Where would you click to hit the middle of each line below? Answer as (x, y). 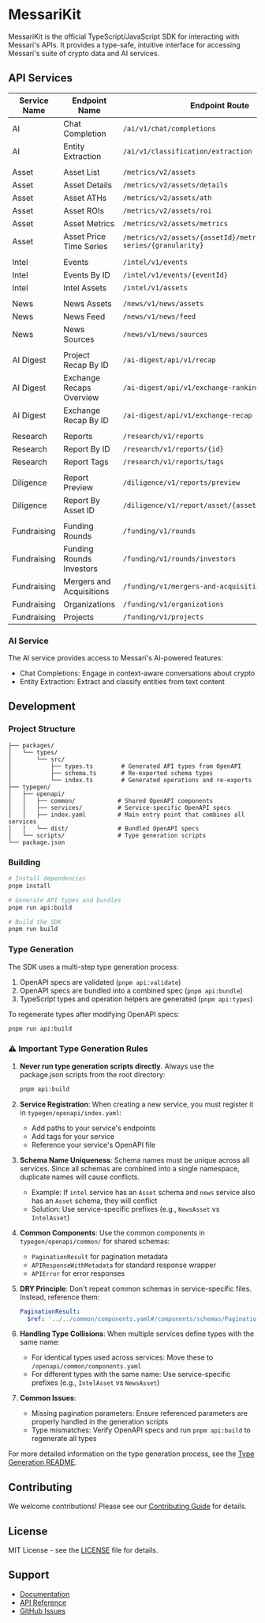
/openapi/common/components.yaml (86, 1367)
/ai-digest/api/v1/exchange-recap (187, 415)
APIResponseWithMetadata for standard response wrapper (124, 1265)
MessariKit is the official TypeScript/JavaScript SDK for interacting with (124, 36)
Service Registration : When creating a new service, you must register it (136, 1104)
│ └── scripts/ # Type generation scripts (107, 835)
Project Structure (42, 729)
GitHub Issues (42, 1610)
